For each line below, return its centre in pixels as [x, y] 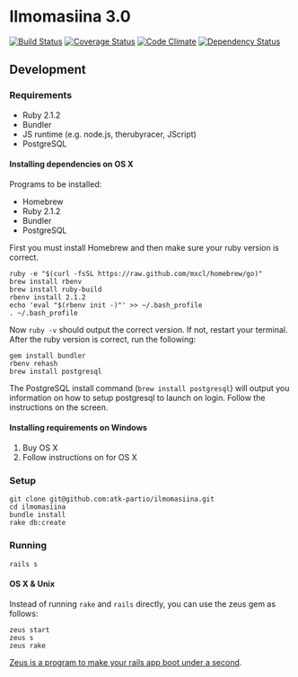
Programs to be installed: [56, 184]
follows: [24, 613]
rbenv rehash [34, 363]
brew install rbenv [46, 281]
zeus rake [28, 646]
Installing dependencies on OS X [71, 165]
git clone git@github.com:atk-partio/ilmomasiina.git [112, 499]
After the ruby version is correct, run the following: [103, 339]
